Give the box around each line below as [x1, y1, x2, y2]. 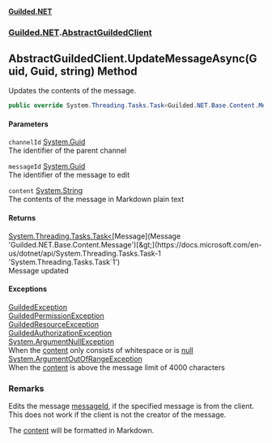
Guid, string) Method [30, 64, 138, 78]
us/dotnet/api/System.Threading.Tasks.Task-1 [8, 248, 162, 258]
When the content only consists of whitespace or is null [8, 345, 193, 355]
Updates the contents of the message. [8, 86, 136, 96]
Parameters [8, 118, 49, 129]
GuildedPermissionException [8, 311, 104, 320]
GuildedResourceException [8, 319, 100, 329]
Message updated [8, 265, 69, 275]
